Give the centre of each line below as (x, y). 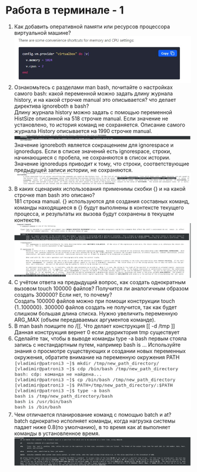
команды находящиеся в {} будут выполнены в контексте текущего (99, 207)
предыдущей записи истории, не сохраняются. (73, 170)
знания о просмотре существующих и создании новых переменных (100, 351)
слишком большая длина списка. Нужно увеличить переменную (96, 314)
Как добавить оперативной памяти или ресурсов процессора (92, 26)
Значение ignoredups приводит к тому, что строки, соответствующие (101, 164)
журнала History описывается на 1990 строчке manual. (83, 131)
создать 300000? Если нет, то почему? (63, 295)
